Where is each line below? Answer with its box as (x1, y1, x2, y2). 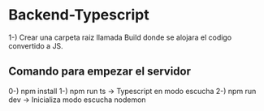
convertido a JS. (8, 41, 63, 50)
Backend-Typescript (8, 6, 149, 24)
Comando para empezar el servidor (8, 65, 192, 79)
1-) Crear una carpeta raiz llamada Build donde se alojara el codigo (8, 32, 232, 42)
